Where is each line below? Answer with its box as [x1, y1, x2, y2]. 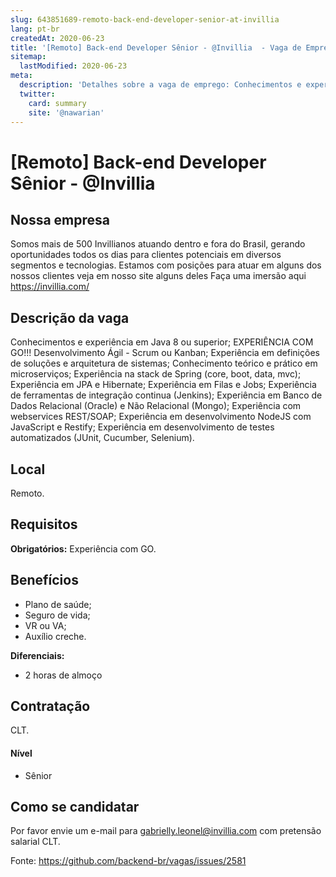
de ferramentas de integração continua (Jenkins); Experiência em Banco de [10, 389, 323, 401]
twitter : [19, 89, 56, 99]
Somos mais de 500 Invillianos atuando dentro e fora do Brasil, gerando [10, 238, 306, 250]
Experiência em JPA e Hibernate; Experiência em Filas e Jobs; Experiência [10, 379, 317, 391]
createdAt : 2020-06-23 [10, 33, 105, 43]
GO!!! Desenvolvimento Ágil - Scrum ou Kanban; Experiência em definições [10, 347, 320, 359]
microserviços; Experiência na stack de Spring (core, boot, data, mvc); [10, 368, 302, 380]
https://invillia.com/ [10, 281, 90, 293]
